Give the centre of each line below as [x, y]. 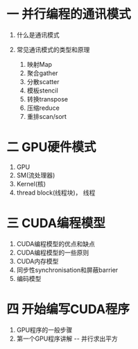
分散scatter [43, 81]
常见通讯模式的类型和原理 [53, 49]
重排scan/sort [47, 116]
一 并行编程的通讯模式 [69, 14]
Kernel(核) [31, 184]
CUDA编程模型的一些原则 [53, 252]
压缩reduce [43, 108]
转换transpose [48, 99]
